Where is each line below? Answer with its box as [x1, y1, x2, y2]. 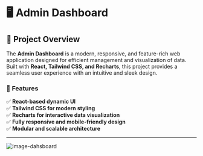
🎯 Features [6, 84, 39, 92]
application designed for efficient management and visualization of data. [6, 57, 187, 63]
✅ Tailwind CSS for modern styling [6, 105, 95, 112]
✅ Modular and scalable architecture [6, 125, 101, 133]
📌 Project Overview [6, 34, 80, 44]
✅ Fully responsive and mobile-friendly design [6, 118, 126, 125]
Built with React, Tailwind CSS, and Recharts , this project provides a [6, 63, 178, 70]
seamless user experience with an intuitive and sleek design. [6, 69, 158, 76]
